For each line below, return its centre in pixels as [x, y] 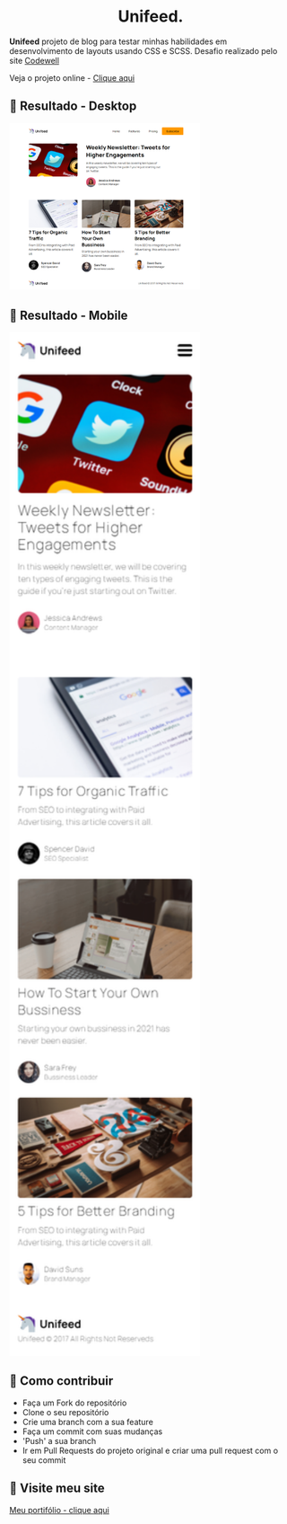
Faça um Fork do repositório [74, 1403]
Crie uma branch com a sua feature [88, 1422]
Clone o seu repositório [65, 1412]
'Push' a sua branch [59, 1440]
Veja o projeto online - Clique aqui [72, 77]
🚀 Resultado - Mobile [69, 315]
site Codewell [35, 60]
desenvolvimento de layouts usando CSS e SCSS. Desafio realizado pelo [143, 50]
